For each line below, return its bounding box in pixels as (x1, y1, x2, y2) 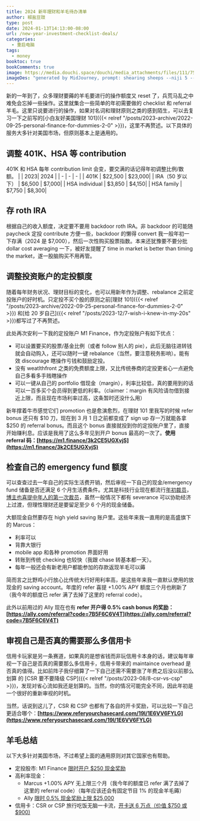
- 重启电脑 (11, 42, 35, 48)
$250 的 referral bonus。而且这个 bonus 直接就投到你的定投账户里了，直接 (6, 422, 190, 429)
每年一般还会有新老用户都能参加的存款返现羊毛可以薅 (14, 563, 146, 571)
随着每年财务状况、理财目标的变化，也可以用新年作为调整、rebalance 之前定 (6, 288, 194, 295)
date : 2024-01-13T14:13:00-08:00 (6, 25, 89, 32)
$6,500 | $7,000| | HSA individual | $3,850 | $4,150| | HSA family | (21, 180, 183, 187)
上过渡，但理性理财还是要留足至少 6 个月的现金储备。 (6, 501, 138, 509)
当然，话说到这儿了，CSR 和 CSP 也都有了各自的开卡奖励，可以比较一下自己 (6, 703, 193, 710)
